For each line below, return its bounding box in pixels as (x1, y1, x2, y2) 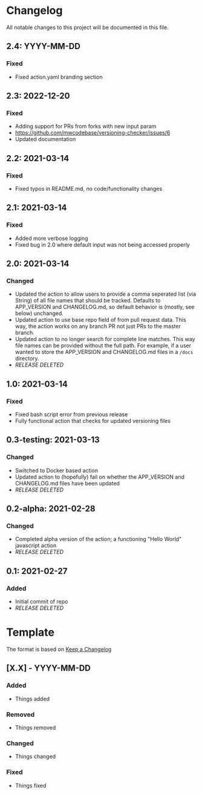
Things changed (15, 753, 56, 760)
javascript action (15, 542, 57, 549)
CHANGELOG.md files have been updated (15, 479, 120, 487)
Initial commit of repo (15, 598, 68, 605)
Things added (15, 695, 50, 702)
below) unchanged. (15, 310, 64, 317)
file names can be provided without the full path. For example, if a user (15, 342, 192, 349)
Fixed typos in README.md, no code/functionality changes (15, 185, 163, 192)
